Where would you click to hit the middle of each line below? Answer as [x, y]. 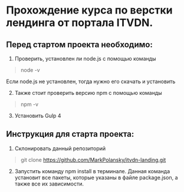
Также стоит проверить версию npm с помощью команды [88, 93]
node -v [30, 70]
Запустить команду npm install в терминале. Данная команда [92, 171]
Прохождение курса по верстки [89, 10]
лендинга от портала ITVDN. [80, 23]
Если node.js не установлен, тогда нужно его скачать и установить [91, 81]
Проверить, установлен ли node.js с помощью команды [85, 59]
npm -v [29, 104]
